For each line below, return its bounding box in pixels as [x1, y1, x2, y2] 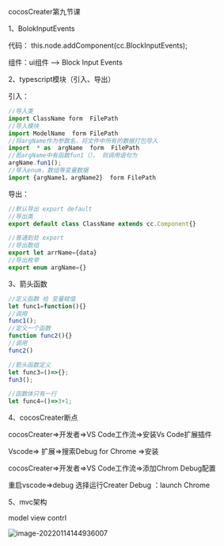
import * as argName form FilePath [8, 144, 140, 153]
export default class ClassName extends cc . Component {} [8, 219, 196, 228]
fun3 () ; [8, 376, 34, 384]
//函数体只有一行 [8, 390, 57, 398]
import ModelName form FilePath [8, 130, 119, 137]
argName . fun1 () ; [8, 159, 62, 167]
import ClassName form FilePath [8, 114, 119, 122]
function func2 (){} [8, 332, 73, 340]
